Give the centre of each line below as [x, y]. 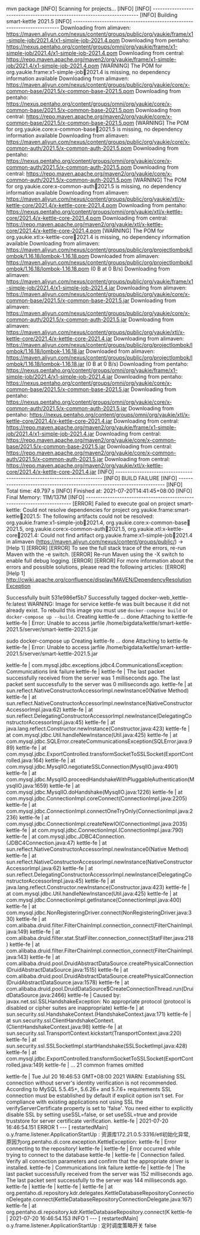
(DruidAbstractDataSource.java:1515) [51, 970]
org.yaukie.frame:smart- [161, 510]
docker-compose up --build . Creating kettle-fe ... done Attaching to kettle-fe [99, 617]
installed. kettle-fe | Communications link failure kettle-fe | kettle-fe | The [96, 1168]
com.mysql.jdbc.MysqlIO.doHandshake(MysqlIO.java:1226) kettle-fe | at [95, 792]
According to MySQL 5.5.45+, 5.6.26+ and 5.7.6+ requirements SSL [89, 1089]
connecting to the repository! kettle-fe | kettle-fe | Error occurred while [93, 1148]
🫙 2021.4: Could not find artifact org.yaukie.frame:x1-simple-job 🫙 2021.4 [105, 535]
